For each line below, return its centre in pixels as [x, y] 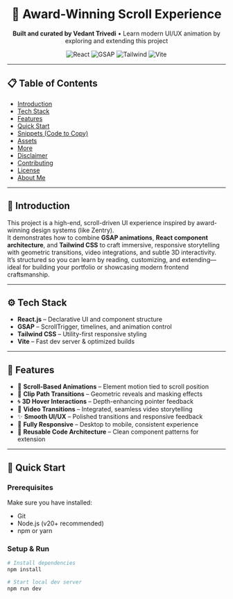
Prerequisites [30, 487]
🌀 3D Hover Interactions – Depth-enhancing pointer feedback [105, 402]
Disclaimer [33, 155]
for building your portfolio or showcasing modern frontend [106, 267]
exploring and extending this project [116, 40]
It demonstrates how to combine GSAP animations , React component [107, 237]
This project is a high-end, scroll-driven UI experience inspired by [101, 222]
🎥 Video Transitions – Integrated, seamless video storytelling [105, 409]
